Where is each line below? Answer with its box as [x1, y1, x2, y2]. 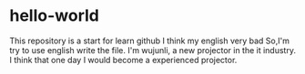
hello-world [9, 5, 100, 26]
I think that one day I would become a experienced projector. [9, 54, 238, 65]
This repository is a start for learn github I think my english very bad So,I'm [9, 35, 290, 46]
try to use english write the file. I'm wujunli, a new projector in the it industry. [9, 44, 296, 55]
